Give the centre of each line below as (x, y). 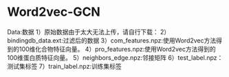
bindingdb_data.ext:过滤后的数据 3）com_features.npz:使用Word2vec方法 (112, 40)
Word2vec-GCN (54, 12)
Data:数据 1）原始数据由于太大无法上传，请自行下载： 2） (89, 32)
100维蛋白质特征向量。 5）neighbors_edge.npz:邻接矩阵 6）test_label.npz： (115, 57)
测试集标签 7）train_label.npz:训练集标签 (64, 66)
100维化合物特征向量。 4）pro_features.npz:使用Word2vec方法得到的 (117, 49)
